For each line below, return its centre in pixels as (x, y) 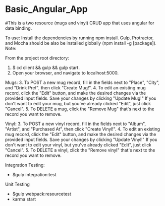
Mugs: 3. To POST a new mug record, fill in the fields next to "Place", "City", (82, 82)
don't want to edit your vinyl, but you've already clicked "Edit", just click (78, 144)
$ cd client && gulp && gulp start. (46, 68)
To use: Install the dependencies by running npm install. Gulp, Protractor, (80, 38)
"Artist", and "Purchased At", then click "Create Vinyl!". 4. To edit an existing (82, 129)
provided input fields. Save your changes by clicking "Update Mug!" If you (81, 98)
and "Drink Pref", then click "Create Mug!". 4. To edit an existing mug (76, 87)
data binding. (19, 28)
